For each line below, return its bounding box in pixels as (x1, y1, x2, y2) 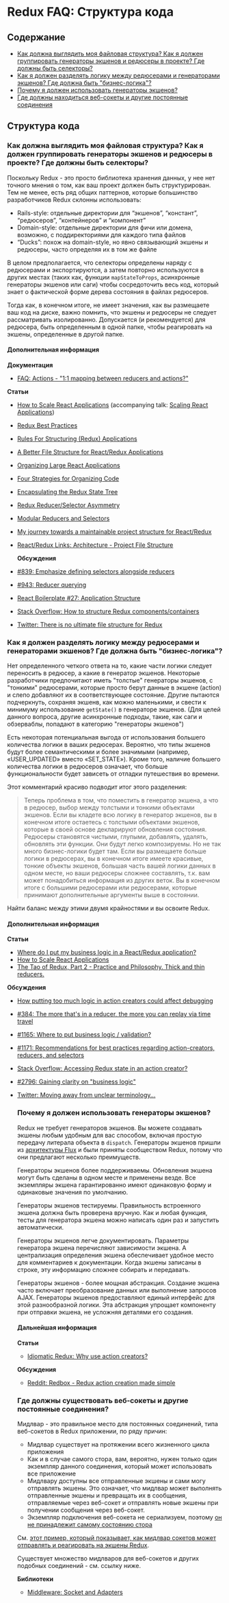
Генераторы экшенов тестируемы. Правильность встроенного (16, 1201, 201, 1210)
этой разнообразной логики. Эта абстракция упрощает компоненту (16, 1300, 217, 1309)
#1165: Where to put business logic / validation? (16, 1031, 152, 1039)
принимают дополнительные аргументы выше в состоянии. (23, 891, 200, 899)
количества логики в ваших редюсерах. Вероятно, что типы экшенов (7, 741, 211, 749)
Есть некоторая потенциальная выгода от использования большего (7, 733, 206, 742)
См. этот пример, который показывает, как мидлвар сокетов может (16, 1534, 217, 1542)
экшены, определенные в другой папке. (7, 330, 124, 338)
